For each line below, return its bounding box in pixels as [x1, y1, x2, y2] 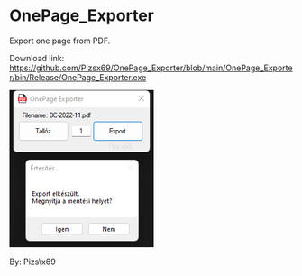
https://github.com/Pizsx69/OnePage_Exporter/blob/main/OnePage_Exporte [9, 62, 293, 73]
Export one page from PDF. [9, 35, 111, 46]
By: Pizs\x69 [9, 256, 56, 267]
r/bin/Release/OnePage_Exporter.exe [9, 71, 147, 82]
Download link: [9, 52, 65, 63]
